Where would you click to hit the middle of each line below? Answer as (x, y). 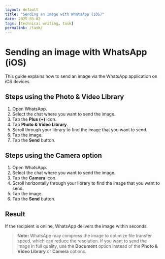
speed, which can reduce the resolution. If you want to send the (82, 241)
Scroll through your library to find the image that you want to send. (80, 129)
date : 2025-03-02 (23, 19)
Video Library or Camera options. (52, 251)
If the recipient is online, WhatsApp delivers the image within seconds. (76, 226)
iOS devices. (18, 82)
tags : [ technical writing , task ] (39, 23)
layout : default (22, 10)
